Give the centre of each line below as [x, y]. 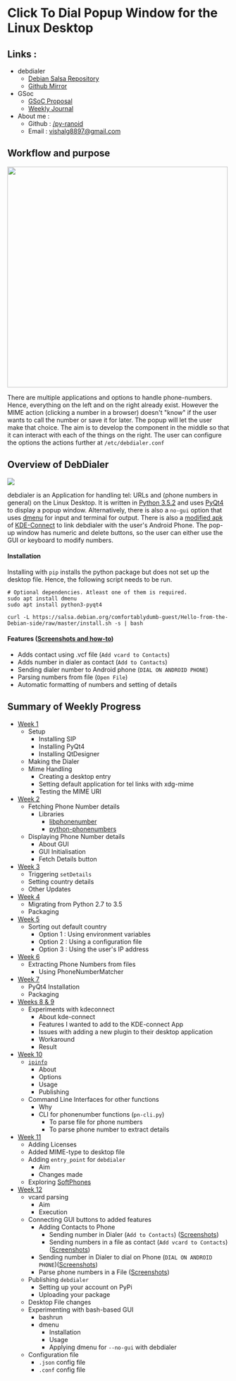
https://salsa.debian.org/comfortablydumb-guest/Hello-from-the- [131, 617]
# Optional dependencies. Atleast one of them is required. [98, 592]
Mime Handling [50, 769]
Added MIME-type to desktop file [76, 1152]
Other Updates [49, 889]
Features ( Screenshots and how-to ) [61, 639]
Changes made [61, 1174]
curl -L [19, 617]
